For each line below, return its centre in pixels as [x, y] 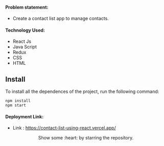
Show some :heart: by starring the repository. [86, 138]
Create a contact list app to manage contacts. [61, 18]
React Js [22, 41]
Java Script [25, 47]
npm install [18, 101]
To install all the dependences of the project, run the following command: [82, 91]
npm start [16, 105]
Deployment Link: [25, 116]
